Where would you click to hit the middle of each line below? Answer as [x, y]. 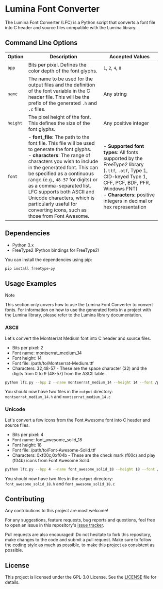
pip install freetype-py [30, 268]
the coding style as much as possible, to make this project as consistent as [80, 545]
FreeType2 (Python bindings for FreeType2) [56, 250]
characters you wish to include [63, 161]
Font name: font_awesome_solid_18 [47, 440]
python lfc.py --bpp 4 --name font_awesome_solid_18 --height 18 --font [80, 469]
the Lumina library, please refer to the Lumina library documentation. [73, 315]
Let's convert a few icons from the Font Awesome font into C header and [78, 420]
